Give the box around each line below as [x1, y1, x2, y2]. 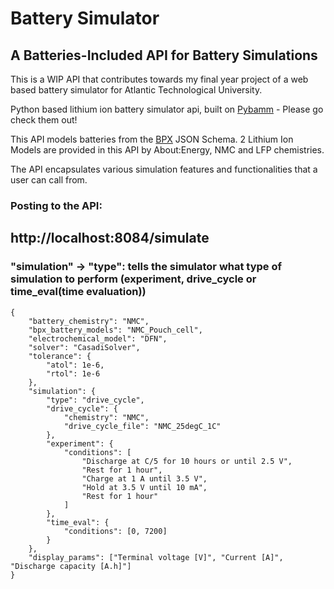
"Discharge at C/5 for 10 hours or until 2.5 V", [81, 456, 293, 466]
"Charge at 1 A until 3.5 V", [81, 473, 208, 484]
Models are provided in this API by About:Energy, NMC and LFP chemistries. [10, 144, 325, 156]
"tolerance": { [28, 351, 92, 361]
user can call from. [10, 174, 88, 186]
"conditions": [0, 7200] [63, 526, 168, 536]
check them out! [10, 114, 78, 126]
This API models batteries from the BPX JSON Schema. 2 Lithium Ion [10, 133, 294, 145]
